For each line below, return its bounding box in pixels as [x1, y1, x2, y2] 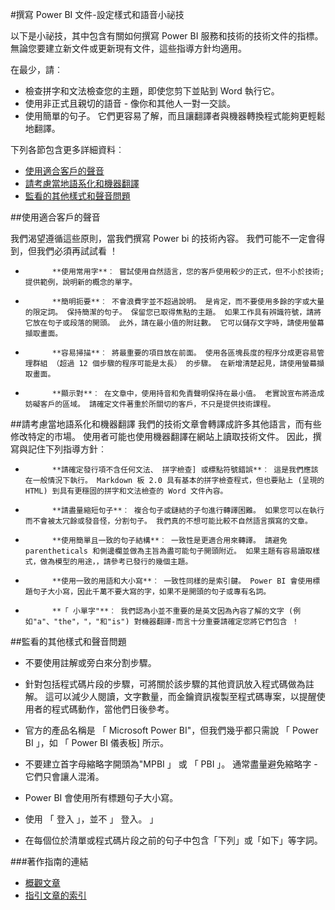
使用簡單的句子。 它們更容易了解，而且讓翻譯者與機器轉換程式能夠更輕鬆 [24, 110, 326, 122]
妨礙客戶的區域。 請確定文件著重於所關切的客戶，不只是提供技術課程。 [24, 399, 276, 409]
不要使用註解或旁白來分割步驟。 [24, 657, 157, 668]
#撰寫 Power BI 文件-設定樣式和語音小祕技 [10, 9, 185, 20]
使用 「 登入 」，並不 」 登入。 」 [24, 813, 159, 825]
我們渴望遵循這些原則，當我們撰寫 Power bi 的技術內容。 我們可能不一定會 [10, 233, 317, 244]
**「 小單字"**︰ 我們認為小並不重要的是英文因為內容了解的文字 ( [51, 606, 294, 616]
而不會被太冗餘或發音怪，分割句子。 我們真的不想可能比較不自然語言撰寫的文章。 [24, 516, 313, 526]
